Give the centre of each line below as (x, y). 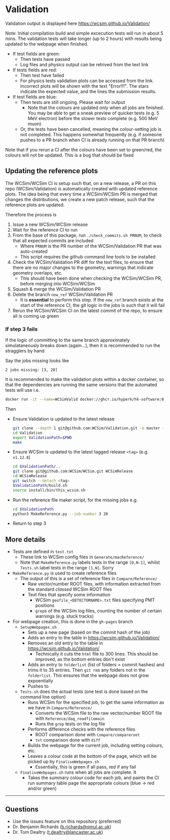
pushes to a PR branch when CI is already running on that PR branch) (92, 140)
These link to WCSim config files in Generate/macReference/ (82, 557)
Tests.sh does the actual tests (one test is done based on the (84, 692)
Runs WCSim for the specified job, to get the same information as (96, 702)
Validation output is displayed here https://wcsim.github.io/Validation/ (78, 23)
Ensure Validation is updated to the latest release (63, 418)
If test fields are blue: (35, 97)
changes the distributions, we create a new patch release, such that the (80, 199)
